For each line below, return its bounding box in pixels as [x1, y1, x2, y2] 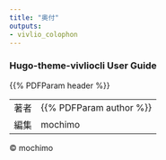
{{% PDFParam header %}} [9, 80, 110, 91]
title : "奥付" [9, 13, 60, 22]
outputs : [9, 22, 42, 31]
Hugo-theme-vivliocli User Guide [9, 59, 157, 72]
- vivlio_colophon [9, 30, 78, 39]
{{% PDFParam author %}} [40, 101, 153, 113]
